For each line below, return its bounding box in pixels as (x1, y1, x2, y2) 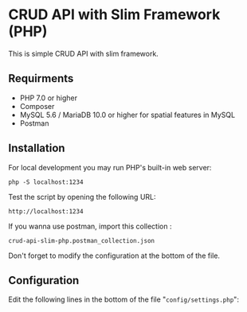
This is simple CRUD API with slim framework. (8, 49, 159, 58)
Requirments (8, 72, 74, 85)
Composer (19, 101, 55, 111)
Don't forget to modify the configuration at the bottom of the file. (8, 251, 221, 260)
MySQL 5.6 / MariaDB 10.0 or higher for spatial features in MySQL (19, 110, 236, 119)
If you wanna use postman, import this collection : (8, 221, 172, 231)
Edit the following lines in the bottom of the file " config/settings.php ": (8, 294, 239, 304)
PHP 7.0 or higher (19, 93, 78, 103)
